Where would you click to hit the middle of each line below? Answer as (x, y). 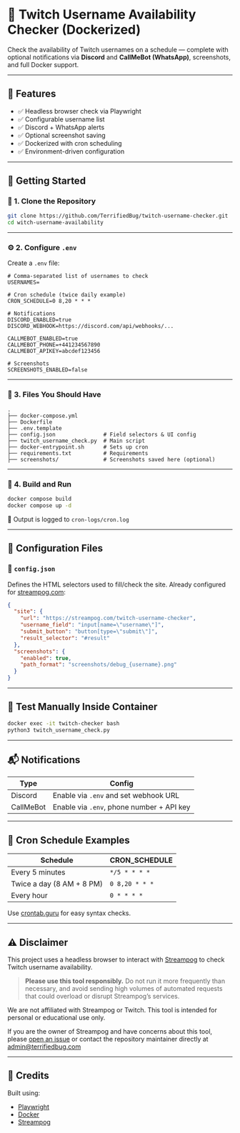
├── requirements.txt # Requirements (78, 453)
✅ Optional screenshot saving (61, 135)
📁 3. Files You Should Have (54, 394)
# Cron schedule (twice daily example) (67, 295)
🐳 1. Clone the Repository (52, 201)
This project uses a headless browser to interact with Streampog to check (116, 959)
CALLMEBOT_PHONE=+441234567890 (54, 345)
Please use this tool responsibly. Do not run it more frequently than (125, 981)
